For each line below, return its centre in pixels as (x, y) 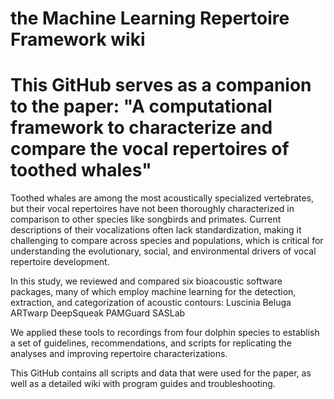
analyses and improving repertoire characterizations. (119, 354)
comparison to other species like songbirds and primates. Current (146, 219)
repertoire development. (60, 262)
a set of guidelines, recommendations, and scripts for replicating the (151, 343)
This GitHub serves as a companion (161, 85)
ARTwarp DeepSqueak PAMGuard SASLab (98, 313)
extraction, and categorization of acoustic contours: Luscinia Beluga (151, 303)
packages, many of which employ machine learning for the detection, (153, 292)
